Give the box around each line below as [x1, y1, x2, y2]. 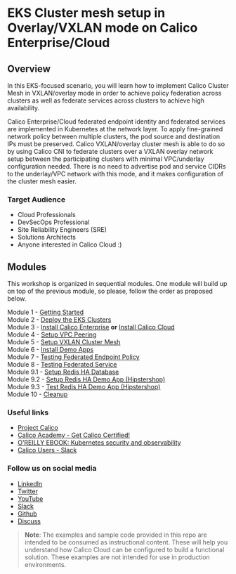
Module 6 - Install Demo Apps [7, 346, 94, 354]
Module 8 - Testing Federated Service [7, 360, 117, 369]
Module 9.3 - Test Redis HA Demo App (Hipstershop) [7, 383, 161, 391]
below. [7, 294, 27, 303]
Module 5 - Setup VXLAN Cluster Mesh [7, 338, 121, 346]
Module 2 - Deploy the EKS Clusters [7, 315, 112, 324]
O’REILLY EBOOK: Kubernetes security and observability [17, 438, 181, 447]
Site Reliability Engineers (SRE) [17, 226, 107, 234]
